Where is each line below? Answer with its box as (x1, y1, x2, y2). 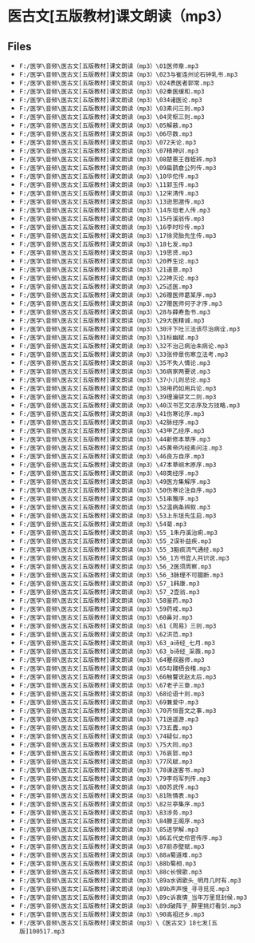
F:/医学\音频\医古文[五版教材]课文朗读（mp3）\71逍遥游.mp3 (18, 715, 199, 723)
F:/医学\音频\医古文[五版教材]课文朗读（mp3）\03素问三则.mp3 (18, 105, 205, 113)
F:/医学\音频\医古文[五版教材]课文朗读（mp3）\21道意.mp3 (18, 266, 193, 274)
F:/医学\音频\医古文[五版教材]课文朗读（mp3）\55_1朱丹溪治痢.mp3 (18, 529, 218, 537)
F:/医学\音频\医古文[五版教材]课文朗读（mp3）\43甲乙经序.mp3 (18, 427, 205, 435)
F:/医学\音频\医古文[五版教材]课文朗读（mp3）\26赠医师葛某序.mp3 (18, 291, 217, 299)
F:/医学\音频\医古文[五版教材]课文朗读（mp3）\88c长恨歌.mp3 (18, 868, 202, 876)
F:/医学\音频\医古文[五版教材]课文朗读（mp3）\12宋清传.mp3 (18, 189, 199, 197)
